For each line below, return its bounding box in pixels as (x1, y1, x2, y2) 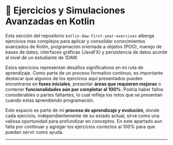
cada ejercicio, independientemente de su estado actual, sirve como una (5, 113, 160, 119)
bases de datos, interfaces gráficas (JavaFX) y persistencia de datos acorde (5, 49, 168, 55)
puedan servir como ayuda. (5, 129, 64, 135)
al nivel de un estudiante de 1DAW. (5, 54, 78, 61)
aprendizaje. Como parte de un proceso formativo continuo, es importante (5, 69, 163, 76)
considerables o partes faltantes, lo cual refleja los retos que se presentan (5, 92, 163, 98)
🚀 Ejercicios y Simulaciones (5, 5, 125, 16)
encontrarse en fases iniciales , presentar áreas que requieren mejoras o (5, 81, 161, 87)
